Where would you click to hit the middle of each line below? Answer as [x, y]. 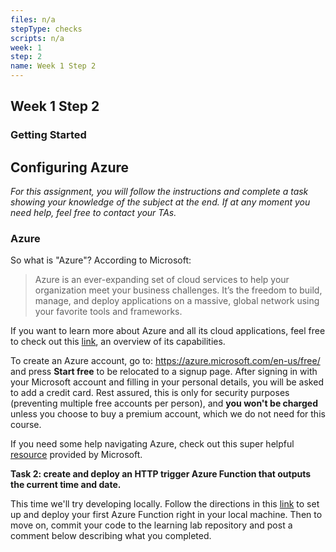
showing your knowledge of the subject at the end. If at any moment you [160, 202]
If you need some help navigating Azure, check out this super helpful [152, 444]
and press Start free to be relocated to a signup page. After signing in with [164, 372]
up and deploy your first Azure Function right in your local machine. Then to [166, 515]
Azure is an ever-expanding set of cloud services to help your [162, 280]
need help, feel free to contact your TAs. [93, 213]
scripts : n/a [37, 38]
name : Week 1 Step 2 [53, 66]
